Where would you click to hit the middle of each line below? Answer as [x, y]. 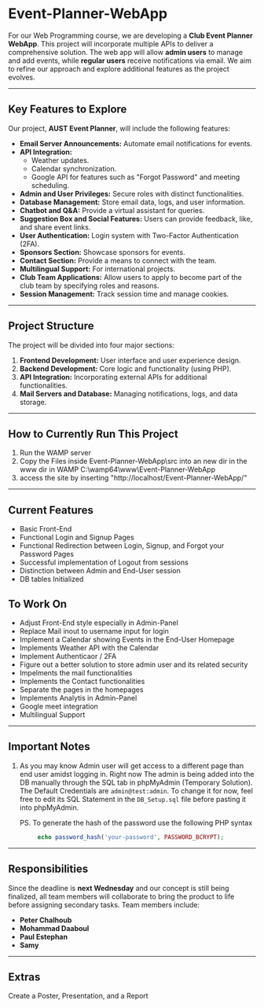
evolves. [22, 77]
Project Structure [51, 326]
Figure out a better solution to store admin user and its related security [134, 664]
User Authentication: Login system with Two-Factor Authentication [129, 235]
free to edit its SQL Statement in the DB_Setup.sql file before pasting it [132, 799]
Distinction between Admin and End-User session [100, 571]
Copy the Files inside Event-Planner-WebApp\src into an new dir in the [133, 462]
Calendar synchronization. [74, 168]
